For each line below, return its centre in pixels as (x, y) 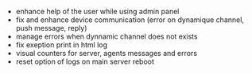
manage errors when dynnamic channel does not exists (107, 36)
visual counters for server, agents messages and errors (106, 53)
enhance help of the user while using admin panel (97, 11)
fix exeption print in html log (62, 45)
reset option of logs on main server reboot (85, 61)
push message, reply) (51, 28)
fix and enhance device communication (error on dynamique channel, (130, 20)
